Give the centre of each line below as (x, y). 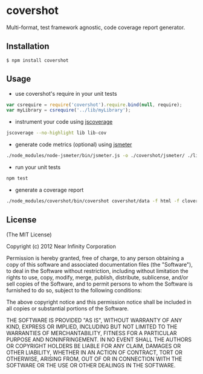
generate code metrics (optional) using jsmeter (73, 145)
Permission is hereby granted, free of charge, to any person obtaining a (95, 258)
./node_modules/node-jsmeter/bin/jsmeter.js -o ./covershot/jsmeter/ (96, 156)
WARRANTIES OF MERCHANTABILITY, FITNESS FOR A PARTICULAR (92, 333)
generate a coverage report (49, 190)
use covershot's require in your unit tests (66, 93)
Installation (28, 46)
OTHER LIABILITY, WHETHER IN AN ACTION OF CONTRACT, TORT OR (94, 352)
